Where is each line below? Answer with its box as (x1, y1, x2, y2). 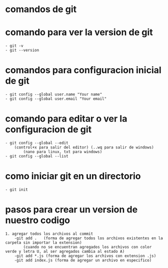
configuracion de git (5, 124, 92, 135)
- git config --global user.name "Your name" (5, 92, 102, 97)
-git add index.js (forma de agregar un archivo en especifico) (14, 257, 152, 263)
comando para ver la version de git (5, 27, 153, 38)
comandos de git (5, 4, 77, 15)
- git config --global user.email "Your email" (5, 96, 107, 101)
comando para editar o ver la (5, 113, 127, 125)
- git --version (5, 48, 39, 53)
